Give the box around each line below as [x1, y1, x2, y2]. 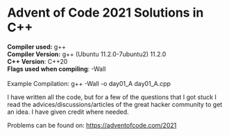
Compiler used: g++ [7, 42, 66, 51]
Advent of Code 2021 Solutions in [7, 5, 204, 21]
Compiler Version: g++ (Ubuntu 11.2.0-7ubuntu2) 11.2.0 [7, 50, 167, 58]
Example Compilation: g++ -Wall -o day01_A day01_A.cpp [7, 79, 171, 87]
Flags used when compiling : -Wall [7, 65, 106, 73]
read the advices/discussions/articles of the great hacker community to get [7, 100, 223, 108]
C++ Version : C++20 [7, 57, 68, 65]
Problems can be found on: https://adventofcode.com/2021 [7, 121, 177, 129]
